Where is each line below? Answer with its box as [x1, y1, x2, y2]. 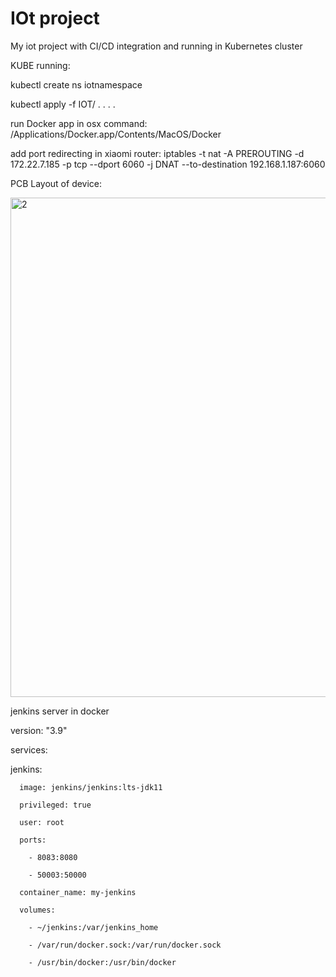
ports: [19, 835, 47, 845]
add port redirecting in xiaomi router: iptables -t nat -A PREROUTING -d [10, 147, 305, 159]
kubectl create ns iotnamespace [10, 78, 143, 91]
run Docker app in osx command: [10, 117, 148, 129]
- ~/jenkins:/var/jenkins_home [28, 922, 159, 932]
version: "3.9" [10, 724, 68, 736]
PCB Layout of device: [10, 177, 103, 189]
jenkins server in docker [10, 705, 110, 717]
